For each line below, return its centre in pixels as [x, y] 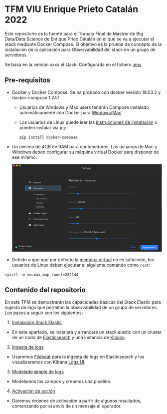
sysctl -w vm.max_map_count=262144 [42, 275]
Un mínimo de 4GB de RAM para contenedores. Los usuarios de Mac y [84, 146]
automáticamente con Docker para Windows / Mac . [71, 112]
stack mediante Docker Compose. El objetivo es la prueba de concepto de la [83, 44]
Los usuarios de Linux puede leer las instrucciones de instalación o [88, 122]
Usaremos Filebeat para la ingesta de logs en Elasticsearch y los [78, 357]
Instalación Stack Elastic [37, 322]
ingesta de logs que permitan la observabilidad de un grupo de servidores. [81, 307]
